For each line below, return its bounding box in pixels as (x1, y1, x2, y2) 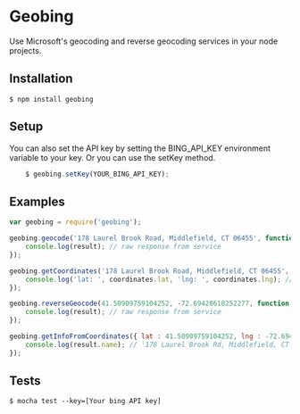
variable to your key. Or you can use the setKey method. (9, 152, 216, 162)
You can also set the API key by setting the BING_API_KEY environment (9, 143, 271, 153)
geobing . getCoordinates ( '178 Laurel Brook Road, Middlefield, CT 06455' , (9, 266, 290, 276)
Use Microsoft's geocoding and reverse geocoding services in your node (9, 36, 279, 46)
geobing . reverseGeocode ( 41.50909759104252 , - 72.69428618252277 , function (9, 299, 290, 309)
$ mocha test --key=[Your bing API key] (9, 397, 162, 406)
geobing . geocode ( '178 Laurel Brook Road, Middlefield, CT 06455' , (9, 234, 262, 243)
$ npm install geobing (9, 95, 94, 103)
